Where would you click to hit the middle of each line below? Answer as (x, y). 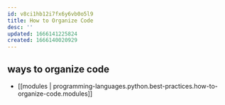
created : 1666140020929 (43, 40)
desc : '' (20, 27)
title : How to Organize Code (50, 21)
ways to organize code (59, 69)
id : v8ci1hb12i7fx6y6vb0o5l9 (50, 14)
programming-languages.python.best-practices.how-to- (135, 86)
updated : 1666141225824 (43, 34)
